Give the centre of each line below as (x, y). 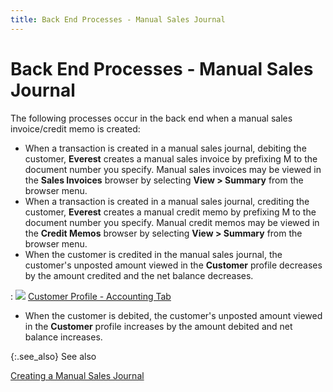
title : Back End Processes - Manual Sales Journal (118, 19)
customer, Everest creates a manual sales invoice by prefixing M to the (171, 158)
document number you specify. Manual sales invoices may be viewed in (173, 169)
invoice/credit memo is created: (75, 128)
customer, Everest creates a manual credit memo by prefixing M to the (170, 212)
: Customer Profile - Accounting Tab (91, 296)
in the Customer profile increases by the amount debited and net (158, 326)
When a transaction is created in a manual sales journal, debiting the (165, 148)
